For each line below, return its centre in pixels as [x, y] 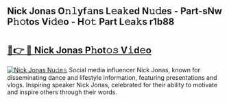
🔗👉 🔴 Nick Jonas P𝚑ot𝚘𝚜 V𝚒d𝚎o [80, 50]
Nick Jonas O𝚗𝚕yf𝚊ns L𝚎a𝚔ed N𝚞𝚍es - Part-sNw [115, 11]
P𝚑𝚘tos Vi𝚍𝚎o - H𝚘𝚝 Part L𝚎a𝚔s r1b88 [91, 22]
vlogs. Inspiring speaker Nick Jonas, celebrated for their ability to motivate [112, 85]
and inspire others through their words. [62, 92]
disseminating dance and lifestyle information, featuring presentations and [112, 77]
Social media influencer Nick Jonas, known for [135, 70]
